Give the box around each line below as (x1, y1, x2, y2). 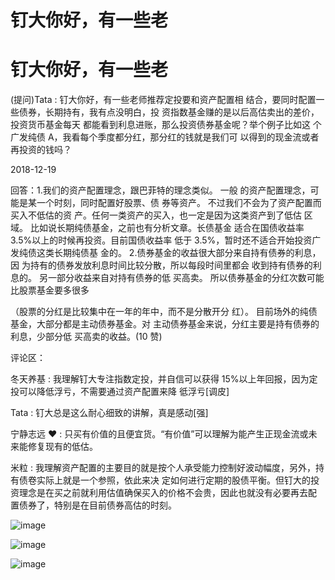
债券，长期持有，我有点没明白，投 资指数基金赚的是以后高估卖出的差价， (18, 106, 320, 118)
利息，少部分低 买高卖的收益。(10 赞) (10, 331, 163, 343)
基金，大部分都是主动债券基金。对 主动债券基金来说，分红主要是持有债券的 (10, 318, 320, 330)
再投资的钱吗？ (10, 144, 72, 156)
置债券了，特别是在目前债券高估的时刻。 (10, 499, 177, 511)
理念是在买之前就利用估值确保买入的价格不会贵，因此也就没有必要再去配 (18, 487, 317, 499)
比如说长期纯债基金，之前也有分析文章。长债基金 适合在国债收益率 (29, 222, 305, 234)
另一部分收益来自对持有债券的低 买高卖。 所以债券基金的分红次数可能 (38, 272, 325, 284)
